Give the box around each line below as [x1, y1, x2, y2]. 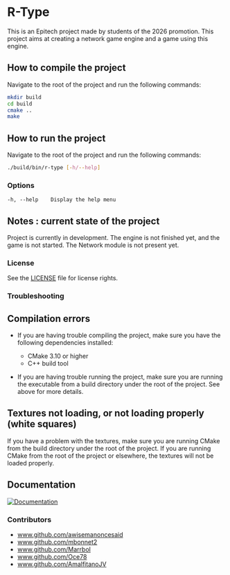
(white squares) [7, 418, 77, 430]
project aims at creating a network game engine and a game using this [7, 34, 209, 42]
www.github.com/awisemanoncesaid [17, 531, 123, 538]
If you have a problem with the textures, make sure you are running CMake [7, 436, 220, 445]
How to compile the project [7, 62, 126, 74]
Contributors [7, 515, 52, 524]
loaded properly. [7, 458, 55, 467]
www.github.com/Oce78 [17, 553, 87, 560]
